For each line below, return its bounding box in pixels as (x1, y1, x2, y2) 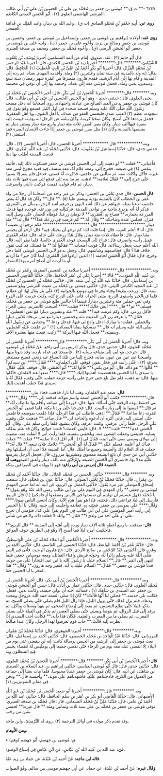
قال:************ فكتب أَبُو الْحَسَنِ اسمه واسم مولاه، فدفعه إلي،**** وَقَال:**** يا (5, 395, 154, 400)
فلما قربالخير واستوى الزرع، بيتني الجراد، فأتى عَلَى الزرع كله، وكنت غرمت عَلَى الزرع (5, 293, 157, 299)
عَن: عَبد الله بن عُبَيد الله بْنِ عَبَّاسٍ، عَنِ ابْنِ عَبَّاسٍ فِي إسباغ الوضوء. (5, 746, 126, 752)
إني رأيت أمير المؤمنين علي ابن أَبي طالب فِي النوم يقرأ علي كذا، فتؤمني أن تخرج (5, 507, 151, 513)
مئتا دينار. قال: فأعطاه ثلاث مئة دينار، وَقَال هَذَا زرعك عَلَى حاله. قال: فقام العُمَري (5, 232, 149, 237)
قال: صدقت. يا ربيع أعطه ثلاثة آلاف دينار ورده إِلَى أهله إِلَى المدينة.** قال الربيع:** (5, 522, 151, 527)
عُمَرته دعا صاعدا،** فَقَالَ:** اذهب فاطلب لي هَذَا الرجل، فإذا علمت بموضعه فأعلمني (5, 410, 157, 415)
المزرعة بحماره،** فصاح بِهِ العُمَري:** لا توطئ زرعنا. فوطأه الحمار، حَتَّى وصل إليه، (5, 211, 154, 217)
